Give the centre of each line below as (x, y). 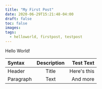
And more (83, 79)
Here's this (82, 71)
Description (51, 63)
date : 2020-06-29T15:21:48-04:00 (39, 14)
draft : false (18, 19)
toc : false (16, 23)
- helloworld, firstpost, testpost (46, 37)
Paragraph (20, 79)
